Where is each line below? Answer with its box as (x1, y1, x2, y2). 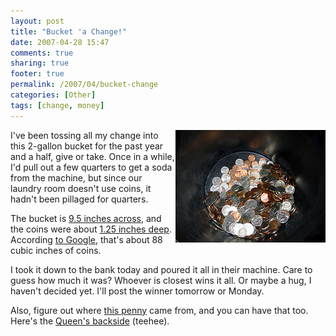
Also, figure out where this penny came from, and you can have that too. (10, 304, 309, 316)
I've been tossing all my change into (10, 129, 159, 141)
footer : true (10, 69, 65, 79)
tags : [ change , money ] (10, 100, 105, 110)
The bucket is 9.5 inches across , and (10, 212, 162, 224)
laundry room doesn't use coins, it (10, 182, 152, 194)
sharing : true (10, 58, 70, 69)
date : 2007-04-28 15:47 (10, 37, 110, 47)
